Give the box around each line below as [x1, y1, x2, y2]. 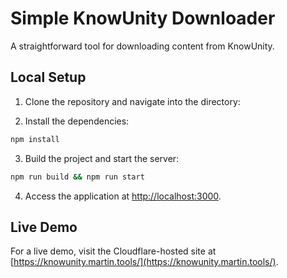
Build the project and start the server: [24, 152, 180, 164]
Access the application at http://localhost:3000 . [24, 190, 222, 202]
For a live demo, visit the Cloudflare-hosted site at [10, 245, 217, 257]
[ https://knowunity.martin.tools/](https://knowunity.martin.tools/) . [10, 256, 279, 268]
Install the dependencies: [24, 115, 130, 127]
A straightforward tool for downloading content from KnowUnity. [10, 40, 275, 52]
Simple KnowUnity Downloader [10, 7, 276, 30]
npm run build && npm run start [10, 172, 145, 182]
